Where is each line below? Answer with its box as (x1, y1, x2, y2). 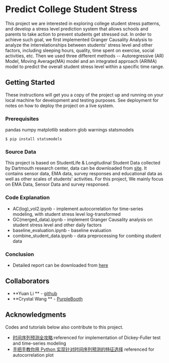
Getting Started (5, 78, 55, 87)
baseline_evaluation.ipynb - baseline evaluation (12, 227, 111, 233)
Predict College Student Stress (5, 4, 138, 15)
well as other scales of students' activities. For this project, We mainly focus (5, 176, 163, 182)
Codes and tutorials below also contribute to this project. (5, 324, 123, 330)
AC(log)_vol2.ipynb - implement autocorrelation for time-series (12, 206, 143, 212)
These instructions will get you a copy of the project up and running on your (5, 91, 163, 97)
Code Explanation (5, 194, 50, 201)
